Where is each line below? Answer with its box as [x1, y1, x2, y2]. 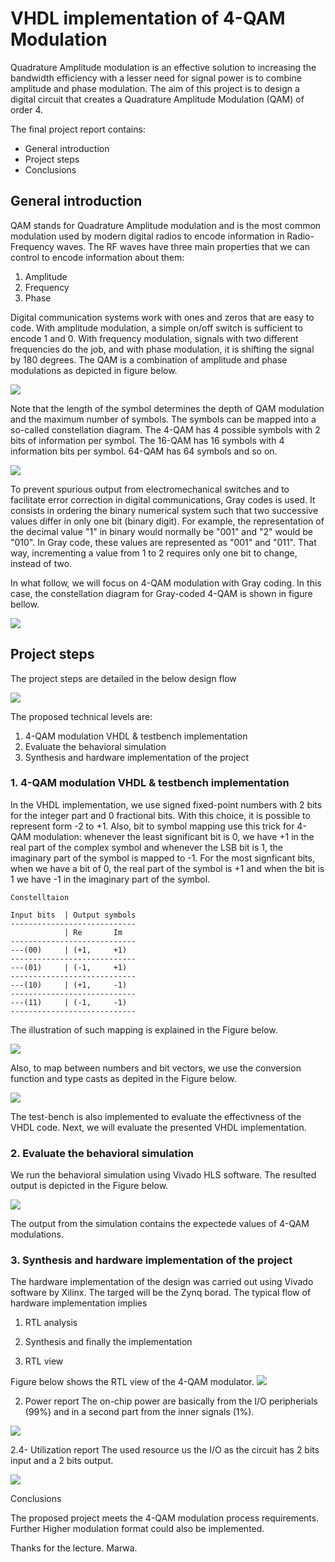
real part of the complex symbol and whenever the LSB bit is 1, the [10, 841, 283, 853]
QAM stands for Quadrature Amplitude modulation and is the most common [10, 219, 322, 231]
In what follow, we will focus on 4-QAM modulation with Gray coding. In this [10, 577, 322, 589]
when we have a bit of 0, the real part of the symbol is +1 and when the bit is [10, 862, 325, 874]
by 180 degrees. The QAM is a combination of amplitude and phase [10, 353, 288, 366]
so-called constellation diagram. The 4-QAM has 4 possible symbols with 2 [10, 423, 321, 436]
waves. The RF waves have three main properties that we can [56, 240, 310, 252]
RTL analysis [24, 1317, 78, 1329]
